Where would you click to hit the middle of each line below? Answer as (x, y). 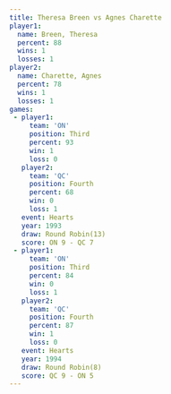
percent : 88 (40, 43)
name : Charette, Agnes (60, 76)
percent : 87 (51, 326)
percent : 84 (51, 276)
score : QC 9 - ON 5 (57, 376)
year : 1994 (42, 359)
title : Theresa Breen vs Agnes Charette (86, 17)
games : (21, 109)
